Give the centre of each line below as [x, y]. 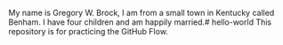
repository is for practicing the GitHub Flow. [88, 31]
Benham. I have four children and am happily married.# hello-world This [140, 22]
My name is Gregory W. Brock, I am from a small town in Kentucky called [141, 13]
